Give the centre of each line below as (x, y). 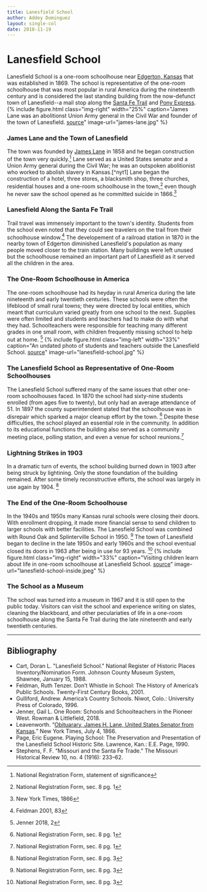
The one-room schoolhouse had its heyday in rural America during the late (101, 292)
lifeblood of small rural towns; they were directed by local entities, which (99, 305)
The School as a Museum (45, 586)
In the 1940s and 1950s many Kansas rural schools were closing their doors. (103, 516)
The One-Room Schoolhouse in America (68, 279)
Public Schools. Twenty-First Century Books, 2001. (80, 692)
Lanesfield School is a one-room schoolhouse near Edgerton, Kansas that (100, 77)
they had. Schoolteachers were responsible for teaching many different (97, 325)
